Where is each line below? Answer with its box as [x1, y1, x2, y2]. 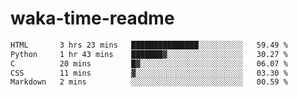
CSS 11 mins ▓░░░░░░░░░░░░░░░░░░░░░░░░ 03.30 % [10, 68, 288, 78]
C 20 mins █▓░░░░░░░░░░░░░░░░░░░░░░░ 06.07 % [10, 58, 288, 69]
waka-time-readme [10, 7, 175, 30]
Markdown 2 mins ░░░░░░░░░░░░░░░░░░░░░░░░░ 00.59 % [10, 77, 288, 87]
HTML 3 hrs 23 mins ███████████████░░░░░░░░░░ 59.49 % [10, 40, 288, 50]
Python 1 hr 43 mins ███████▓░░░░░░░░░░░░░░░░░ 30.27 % [10, 49, 288, 59]
